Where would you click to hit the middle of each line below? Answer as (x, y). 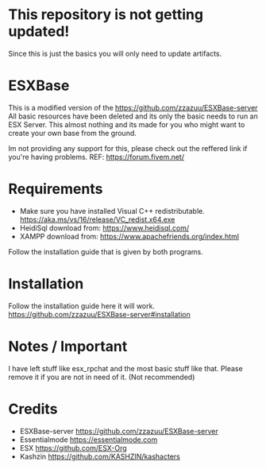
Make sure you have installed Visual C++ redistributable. (112, 211)
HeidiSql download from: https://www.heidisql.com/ (104, 227)
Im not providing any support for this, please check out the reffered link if (128, 148)
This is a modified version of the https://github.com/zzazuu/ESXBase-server (133, 107)
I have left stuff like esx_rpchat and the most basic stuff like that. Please (126, 368)
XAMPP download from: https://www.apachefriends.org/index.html (129, 236)
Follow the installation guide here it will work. (81, 306)
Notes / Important (68, 346)
